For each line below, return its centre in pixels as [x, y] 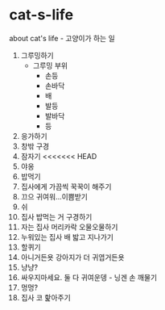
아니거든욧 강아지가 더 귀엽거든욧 [72, 257]
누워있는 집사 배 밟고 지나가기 [67, 237]
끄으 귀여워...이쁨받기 [54, 196]
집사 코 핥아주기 [45, 297]
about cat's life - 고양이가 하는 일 [62, 38]
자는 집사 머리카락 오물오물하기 [69, 227]
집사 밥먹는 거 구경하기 [56, 216]
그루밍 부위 [50, 65]
